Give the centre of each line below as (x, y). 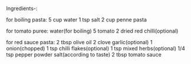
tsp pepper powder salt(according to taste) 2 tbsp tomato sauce (84, 54)
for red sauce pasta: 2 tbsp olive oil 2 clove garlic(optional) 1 (79, 42)
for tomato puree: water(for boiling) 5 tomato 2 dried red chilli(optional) (92, 31)
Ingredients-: (22, 8)
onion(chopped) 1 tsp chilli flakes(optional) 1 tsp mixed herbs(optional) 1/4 (96, 48)
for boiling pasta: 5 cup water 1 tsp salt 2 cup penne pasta (77, 19)
